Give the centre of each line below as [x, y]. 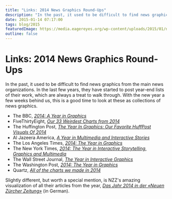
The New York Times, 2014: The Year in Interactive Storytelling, [80, 148]
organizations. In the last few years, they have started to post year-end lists [85, 90]
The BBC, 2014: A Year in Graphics [50, 116]
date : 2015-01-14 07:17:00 [34, 19]
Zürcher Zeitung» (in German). [38, 191]
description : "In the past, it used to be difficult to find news [78, 15]
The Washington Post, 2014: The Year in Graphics [65, 165]
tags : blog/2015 [23, 24]
